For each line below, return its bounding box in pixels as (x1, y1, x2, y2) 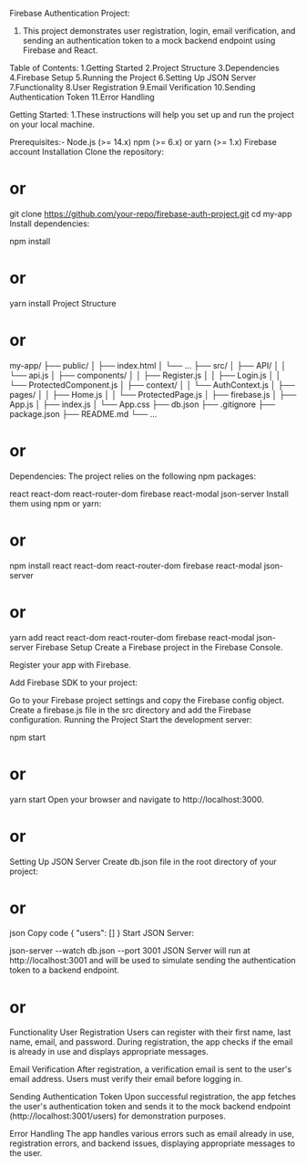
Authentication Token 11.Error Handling (9, 91, 155, 102)
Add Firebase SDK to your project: (9, 677, 138, 688)
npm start (9, 732, 46, 743)
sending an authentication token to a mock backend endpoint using (22, 36, 276, 46)
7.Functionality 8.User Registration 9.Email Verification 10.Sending (9, 82, 256, 92)
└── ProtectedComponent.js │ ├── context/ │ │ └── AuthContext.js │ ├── (9, 379, 296, 390)
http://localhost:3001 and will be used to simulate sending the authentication (9, 955, 296, 966)
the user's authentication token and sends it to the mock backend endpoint (9, 1101, 291, 1112)
